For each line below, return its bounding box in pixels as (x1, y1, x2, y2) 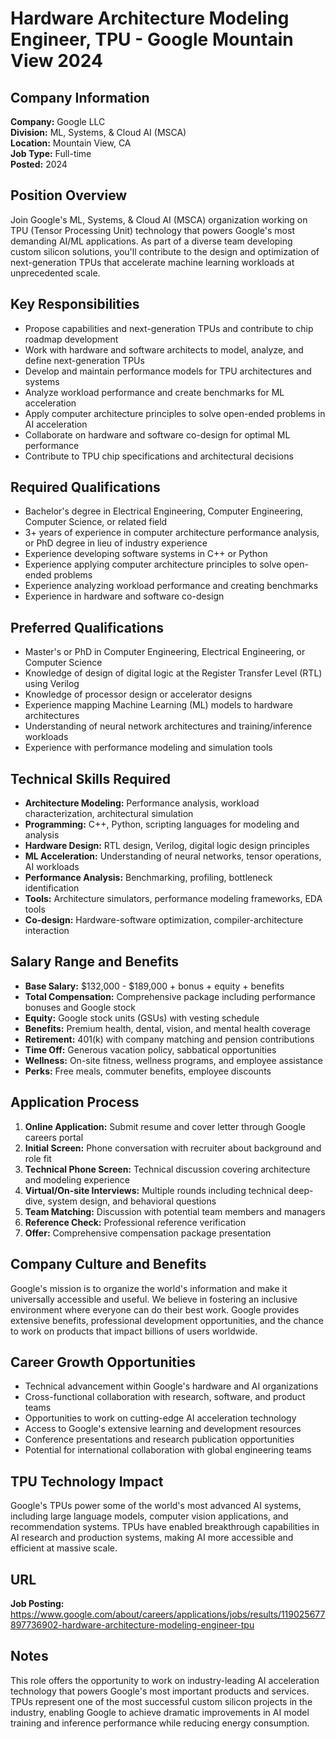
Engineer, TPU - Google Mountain (10, 28, 294, 51)
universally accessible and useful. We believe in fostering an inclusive (10, 1293, 298, 1305)
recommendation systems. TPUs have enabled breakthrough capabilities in (10, 1521, 320, 1533)
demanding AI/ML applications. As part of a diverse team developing (10, 235, 293, 247)
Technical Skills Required (10, 770, 172, 787)
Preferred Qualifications (10, 619, 165, 636)
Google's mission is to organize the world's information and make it (10, 1282, 288, 1294)
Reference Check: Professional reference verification (24, 1216, 247, 1228)
